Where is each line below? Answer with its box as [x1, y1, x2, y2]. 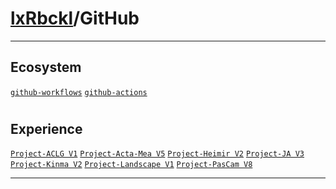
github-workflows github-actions [10, 87, 148, 97]
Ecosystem [10, 59, 82, 76]
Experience [10, 120, 83, 137]
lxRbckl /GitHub [10, 7, 140, 30]
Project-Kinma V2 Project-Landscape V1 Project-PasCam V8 [10, 160, 253, 170]
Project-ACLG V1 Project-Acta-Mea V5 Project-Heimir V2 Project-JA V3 [10, 149, 305, 159]
